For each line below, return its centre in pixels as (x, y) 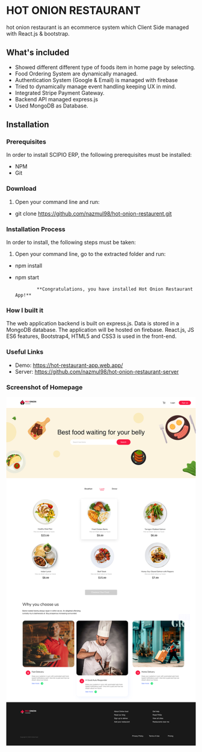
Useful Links (25, 352)
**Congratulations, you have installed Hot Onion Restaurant (115, 289)
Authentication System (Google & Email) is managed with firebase (96, 80)
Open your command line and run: (57, 202)
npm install (29, 266)
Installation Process (36, 229)
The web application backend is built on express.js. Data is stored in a (93, 323)
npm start (27, 278)
